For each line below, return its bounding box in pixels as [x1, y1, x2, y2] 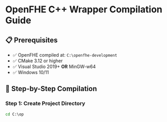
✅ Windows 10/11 [12, 69, 49, 75]
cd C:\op [5, 112, 24, 117]
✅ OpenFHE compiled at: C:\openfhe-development [12, 52, 117, 58]
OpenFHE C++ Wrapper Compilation [5, 4, 163, 15]
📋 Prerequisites [5, 36, 58, 44]
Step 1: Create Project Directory [5, 100, 86, 107]
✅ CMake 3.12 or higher [12, 58, 63, 64]
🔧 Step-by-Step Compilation [5, 84, 97, 93]
